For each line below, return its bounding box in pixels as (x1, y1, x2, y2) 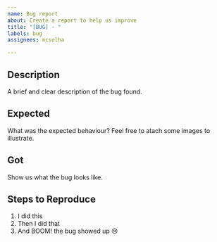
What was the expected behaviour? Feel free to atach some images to (7, 126, 211, 134)
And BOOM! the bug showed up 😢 (17, 227, 118, 236)
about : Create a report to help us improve (7, 17, 137, 24)
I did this (17, 212, 43, 220)
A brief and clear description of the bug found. (7, 87, 142, 96)
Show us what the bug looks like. (7, 173, 104, 181)
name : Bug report (7, 10, 58, 18)
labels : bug (7, 30, 42, 37)
